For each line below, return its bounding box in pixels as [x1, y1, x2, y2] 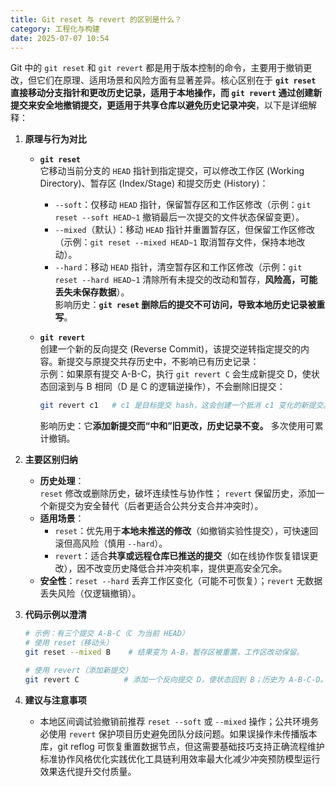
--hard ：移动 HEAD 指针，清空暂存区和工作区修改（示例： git [54, 261, 303, 273]
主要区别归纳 [24, 454, 78, 466]
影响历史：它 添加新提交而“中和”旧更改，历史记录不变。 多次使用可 [39, 420, 315, 432]
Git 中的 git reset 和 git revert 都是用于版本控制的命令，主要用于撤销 [10, 62, 304, 74]
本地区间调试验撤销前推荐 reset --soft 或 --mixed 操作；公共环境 [39, 715, 311, 727]
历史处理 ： [39, 475, 85, 487]
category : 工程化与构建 [10, 24, 100, 34]
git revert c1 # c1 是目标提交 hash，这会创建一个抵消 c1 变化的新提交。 [39, 401, 332, 411]
